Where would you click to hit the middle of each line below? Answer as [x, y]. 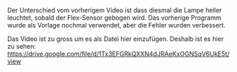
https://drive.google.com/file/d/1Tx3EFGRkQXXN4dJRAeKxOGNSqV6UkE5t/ [118, 54]
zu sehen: [22, 46]
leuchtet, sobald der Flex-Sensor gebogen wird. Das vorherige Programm [114, 18]
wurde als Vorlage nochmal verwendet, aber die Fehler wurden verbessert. [116, 25]
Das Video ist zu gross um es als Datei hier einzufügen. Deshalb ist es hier [116, 39]
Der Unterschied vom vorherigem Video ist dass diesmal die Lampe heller [115, 10]
